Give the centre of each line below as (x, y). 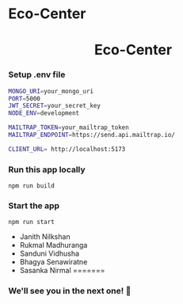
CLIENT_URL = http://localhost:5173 (67, 149)
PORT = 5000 (25, 99)
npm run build (32, 186)
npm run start (32, 222)
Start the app (34, 206)
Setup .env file (37, 74)
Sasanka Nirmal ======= (62, 271)
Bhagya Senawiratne (53, 262)
